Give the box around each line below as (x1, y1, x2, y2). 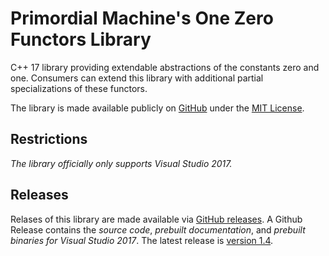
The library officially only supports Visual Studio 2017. (10, 157, 233, 169)
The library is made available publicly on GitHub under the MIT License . (10, 102, 305, 114)
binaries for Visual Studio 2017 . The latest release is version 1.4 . (10, 234, 274, 246)
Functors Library (10, 28, 152, 51)
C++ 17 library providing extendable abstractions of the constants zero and (10, 61, 320, 73)
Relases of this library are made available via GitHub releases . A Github (10, 213, 303, 225)
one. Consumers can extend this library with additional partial (10, 72, 264, 84)
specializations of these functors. (10, 82, 148, 94)
